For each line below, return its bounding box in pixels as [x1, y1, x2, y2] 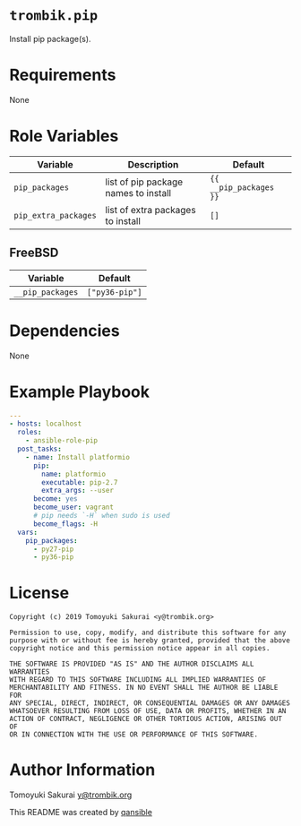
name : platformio [41, 469, 106, 478]
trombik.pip [9, 7, 99, 24]
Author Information [9, 760, 156, 780]
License [9, 583, 70, 603]
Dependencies [9, 321, 120, 340]
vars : [17, 528, 39, 537]
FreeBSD [9, 245, 59, 261]
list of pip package [105, 176, 184, 188]
